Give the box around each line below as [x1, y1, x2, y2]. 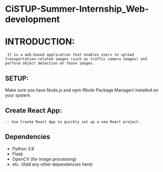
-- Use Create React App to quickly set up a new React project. [5, 119, 141, 124]
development [5, 14, 60, 25]
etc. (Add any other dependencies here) [12, 161, 93, 167]
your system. [5, 92, 32, 98]
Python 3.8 [12, 146, 34, 151]
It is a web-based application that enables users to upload [7, 52, 134, 57]
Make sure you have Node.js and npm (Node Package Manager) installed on [5, 87, 159, 93]
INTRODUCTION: [5, 36, 75, 47]
